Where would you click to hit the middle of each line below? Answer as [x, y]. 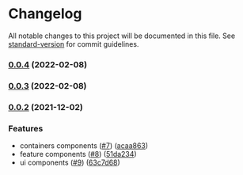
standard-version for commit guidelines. [74, 44]
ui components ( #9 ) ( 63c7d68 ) [70, 162]
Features [26, 128]
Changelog [45, 14]
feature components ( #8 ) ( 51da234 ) [78, 154]
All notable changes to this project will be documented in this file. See [122, 36]
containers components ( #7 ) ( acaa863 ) [84, 146]
